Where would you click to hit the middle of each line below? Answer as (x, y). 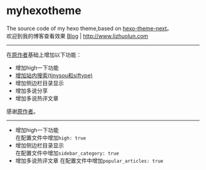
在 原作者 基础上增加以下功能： (44, 54)
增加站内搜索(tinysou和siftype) (54, 75)
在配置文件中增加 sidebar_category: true (67, 153)
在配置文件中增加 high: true (51, 138)
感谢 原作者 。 (22, 111)
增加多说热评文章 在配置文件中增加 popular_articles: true (89, 160)
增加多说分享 (31, 91)
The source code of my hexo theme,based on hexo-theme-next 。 (90, 28)
